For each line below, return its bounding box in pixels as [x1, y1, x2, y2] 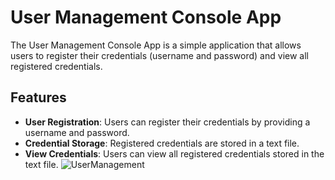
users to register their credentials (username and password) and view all [10, 49, 309, 61]
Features [10, 89, 67, 106]
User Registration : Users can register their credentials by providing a [24, 116, 311, 128]
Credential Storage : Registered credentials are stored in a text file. [24, 137, 300, 149]
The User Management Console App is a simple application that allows [10, 39, 302, 51]
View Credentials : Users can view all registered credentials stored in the [24, 147, 325, 160]
